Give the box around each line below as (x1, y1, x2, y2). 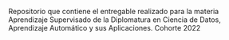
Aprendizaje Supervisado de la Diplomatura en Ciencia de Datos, (8, 15, 221, 24)
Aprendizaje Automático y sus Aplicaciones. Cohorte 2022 (8, 24, 201, 32)
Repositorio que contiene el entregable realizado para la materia (8, 7, 219, 16)
